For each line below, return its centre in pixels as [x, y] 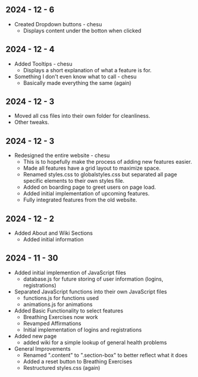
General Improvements [42, 348]
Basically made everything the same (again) [77, 82]
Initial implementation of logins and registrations [82, 330]
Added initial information [54, 240]
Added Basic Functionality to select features [69, 311]
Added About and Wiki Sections [54, 233]
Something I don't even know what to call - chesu [75, 76]
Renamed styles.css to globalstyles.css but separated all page [100, 174]
